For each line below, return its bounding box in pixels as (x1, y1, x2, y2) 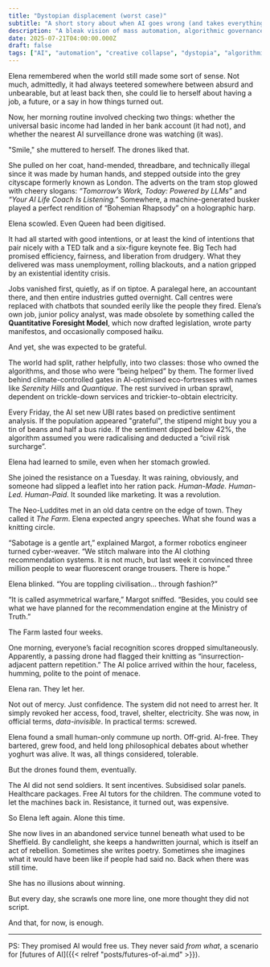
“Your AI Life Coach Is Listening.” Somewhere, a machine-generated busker (8, 194, 260, 204)
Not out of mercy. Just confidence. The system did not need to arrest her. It (8, 700, 259, 709)
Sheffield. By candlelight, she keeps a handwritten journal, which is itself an (8, 837, 259, 847)
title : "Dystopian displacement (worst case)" (8, 11, 167, 20)
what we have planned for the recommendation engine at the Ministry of (8, 603, 247, 613)
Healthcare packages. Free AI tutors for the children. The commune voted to (8, 789, 261, 798)
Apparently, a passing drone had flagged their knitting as (8, 651, 197, 661)
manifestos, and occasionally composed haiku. (8, 327, 164, 336)
